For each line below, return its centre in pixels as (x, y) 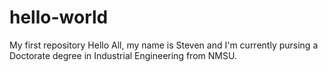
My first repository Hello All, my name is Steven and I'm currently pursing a (164, 45)
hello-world (59, 17)
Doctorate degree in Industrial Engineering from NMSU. (123, 55)
